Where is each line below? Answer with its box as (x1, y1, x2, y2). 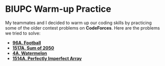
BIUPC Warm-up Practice (5, 3, 111, 15)
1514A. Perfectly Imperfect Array (12, 55, 82, 61)
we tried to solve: (5, 30, 41, 36)
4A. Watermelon (12, 50, 47, 56)
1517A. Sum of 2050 (12, 45, 55, 51)
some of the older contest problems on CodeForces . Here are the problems (5, 25, 160, 31)
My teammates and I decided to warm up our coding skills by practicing (5, 20, 152, 26)
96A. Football (12, 39, 41, 45)
